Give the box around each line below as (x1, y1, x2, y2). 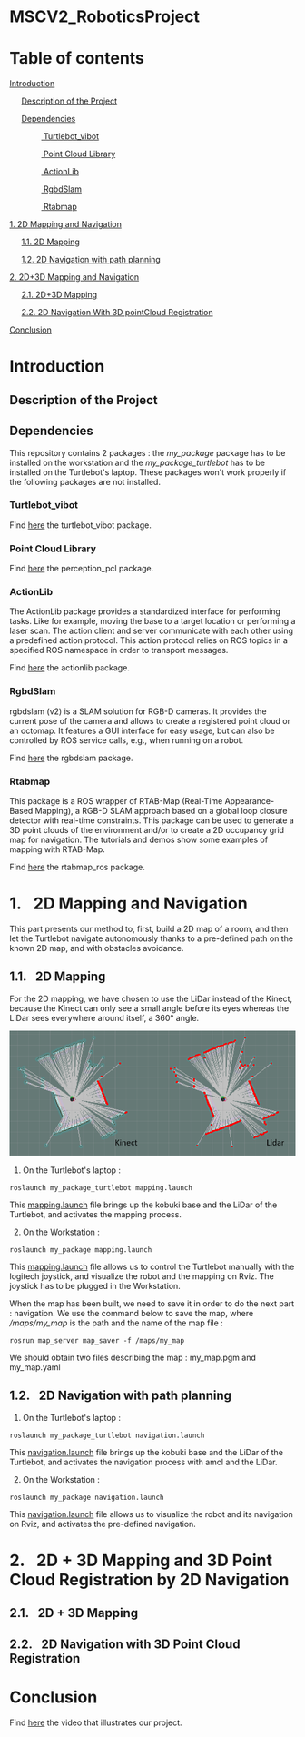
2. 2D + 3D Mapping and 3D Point (9, 1550, 272, 1571)
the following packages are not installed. (9, 476, 162, 487)
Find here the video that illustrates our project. (9, 1717, 183, 1728)
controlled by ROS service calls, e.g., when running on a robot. (9, 734, 243, 746)
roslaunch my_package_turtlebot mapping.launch (9, 1183, 193, 1192)
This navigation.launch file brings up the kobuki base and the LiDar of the (9, 1446, 284, 1457)
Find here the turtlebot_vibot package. (9, 520, 152, 531)
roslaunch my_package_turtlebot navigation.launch (9, 1431, 205, 1440)
